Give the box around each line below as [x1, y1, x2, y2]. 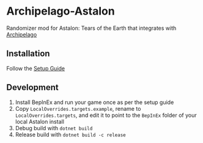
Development [6, 82, 59, 92]
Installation [6, 49, 50, 59]
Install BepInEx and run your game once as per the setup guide [15, 99, 174, 106]
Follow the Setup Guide [6, 65, 65, 72]
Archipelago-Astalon [6, 4, 115, 18]
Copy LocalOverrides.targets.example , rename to [15, 105, 141, 112]
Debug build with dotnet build [15, 124, 93, 131]
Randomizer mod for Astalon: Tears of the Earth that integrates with [6, 24, 177, 32]
